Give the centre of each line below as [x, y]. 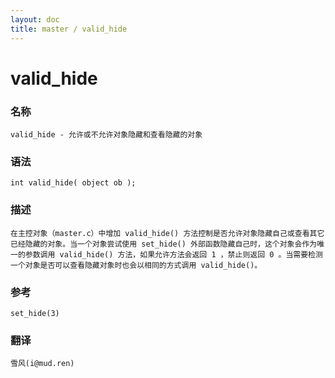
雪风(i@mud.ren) [42, 364]
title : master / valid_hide [69, 29]
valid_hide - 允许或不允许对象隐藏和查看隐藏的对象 [106, 134]
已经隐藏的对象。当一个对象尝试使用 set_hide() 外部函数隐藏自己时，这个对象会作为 [164, 244]
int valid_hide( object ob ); [73, 183]
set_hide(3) [35, 313]
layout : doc [35, 19]
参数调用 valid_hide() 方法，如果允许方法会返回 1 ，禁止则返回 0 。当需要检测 [173, 254]
